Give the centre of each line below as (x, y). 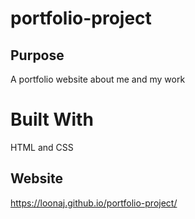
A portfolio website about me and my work (98, 79)
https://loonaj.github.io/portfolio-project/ (94, 203)
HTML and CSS (42, 147)
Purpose (37, 55)
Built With (52, 119)
